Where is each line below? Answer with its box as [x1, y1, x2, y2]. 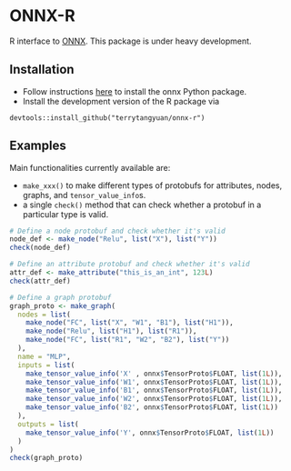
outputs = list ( [17, 419, 79, 428]
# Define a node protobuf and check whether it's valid [9, 226, 226, 235]
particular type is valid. [22, 208, 109, 219]
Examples [9, 138, 66, 154]
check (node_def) [9, 243, 71, 253]
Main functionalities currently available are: [9, 162, 171, 173]
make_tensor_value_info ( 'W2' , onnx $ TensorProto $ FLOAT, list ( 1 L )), [25, 395, 283, 404]
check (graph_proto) [9, 454, 84, 463]
